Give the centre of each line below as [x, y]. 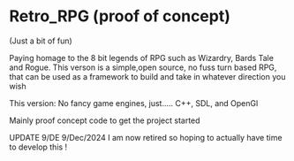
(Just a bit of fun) [41, 41]
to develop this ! [38, 147]
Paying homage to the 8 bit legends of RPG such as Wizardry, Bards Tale [141, 57]
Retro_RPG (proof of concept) [120, 16]
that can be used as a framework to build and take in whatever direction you [147, 76]
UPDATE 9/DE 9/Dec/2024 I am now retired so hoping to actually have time [146, 137]
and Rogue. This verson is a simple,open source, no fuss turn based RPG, [143, 67]
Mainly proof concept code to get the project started [105, 120]
